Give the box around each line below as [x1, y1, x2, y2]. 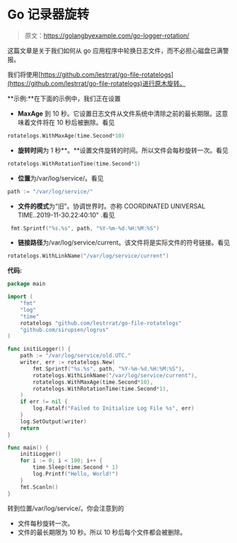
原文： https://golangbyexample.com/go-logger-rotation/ [24, 31, 190, 40]
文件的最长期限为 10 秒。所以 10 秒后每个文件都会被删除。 [17, 527, 187, 536]
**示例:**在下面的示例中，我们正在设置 [7, 94, 122, 103]
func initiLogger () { [7, 345, 71, 353]
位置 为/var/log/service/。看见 [17, 174, 104, 182]
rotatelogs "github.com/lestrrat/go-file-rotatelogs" [20, 320, 182, 327]
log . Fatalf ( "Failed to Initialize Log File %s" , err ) [33, 405, 195, 412]
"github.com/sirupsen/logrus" [20, 326, 110, 333]
